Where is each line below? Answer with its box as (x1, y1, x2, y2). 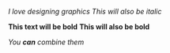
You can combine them (8, 37, 85, 47)
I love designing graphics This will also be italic (8, 7, 162, 16)
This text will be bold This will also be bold (8, 22, 150, 31)
